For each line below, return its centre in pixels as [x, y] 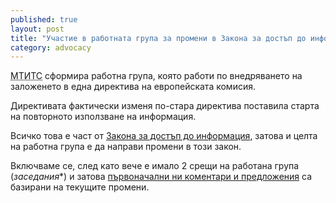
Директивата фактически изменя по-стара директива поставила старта [165, 106]
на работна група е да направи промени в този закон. [126, 147]
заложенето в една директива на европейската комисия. [133, 87]
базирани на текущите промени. [80, 187]
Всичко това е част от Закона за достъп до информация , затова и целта [164, 136]
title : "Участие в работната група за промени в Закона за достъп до [158, 38]
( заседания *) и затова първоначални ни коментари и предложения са [161, 177]
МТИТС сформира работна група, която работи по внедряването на [156, 76]
